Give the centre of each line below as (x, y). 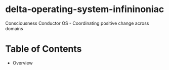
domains (14, 28)
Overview (23, 63)
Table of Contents (44, 49)
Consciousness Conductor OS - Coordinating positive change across (77, 23)
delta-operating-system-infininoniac (85, 9)
